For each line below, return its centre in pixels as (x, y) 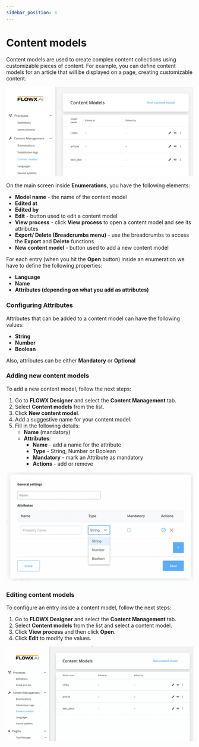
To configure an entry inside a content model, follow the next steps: (89, 607)
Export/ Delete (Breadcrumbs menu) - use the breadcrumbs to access (102, 235)
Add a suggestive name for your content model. (73, 419)
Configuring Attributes (40, 305)
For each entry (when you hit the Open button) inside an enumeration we (96, 259)
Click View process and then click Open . (65, 632)
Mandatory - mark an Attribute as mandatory (88, 457)
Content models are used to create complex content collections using (91, 59)
